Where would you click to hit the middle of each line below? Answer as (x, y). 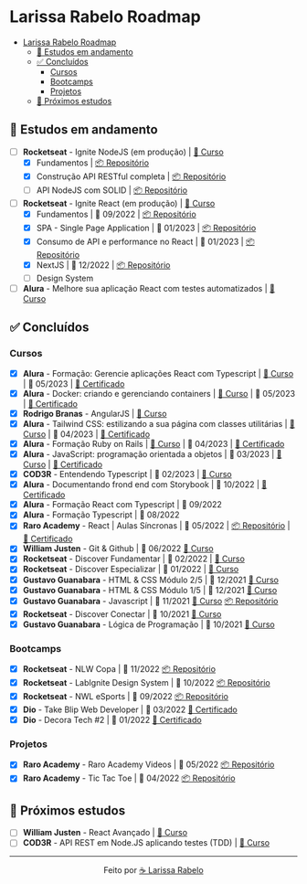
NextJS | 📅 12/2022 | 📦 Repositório (103, 265)
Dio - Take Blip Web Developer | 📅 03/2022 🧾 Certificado (130, 709)
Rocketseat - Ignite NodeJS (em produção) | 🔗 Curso (123, 152)
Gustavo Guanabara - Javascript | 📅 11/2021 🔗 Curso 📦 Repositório (150, 601)
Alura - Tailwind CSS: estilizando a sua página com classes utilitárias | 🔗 (159, 423)
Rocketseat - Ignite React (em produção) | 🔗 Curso (119, 203)
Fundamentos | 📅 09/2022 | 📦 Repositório (116, 214)
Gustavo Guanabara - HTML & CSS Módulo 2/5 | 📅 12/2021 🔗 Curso (150, 580)
